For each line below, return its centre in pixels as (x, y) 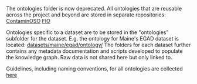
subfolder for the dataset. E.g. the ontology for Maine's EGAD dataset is (92, 38)
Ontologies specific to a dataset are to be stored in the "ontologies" (87, 32)
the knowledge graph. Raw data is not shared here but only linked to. (89, 57)
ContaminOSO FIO (28, 21)
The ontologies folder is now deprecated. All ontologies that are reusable (94, 9)
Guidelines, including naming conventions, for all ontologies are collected (94, 69)
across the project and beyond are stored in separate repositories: (86, 15)
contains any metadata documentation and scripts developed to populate (94, 51)
